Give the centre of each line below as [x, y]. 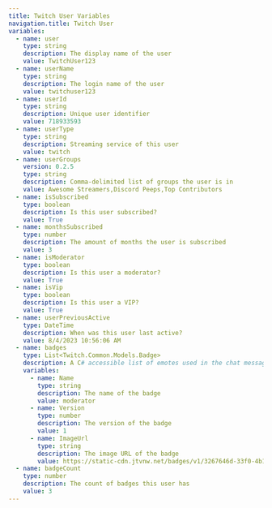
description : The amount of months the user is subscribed [125, 243]
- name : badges [41, 348]
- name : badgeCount [49, 469]
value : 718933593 [52, 122]
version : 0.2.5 [49, 167]
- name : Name [52, 378]
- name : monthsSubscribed [59, 227]
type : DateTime [49, 325]
